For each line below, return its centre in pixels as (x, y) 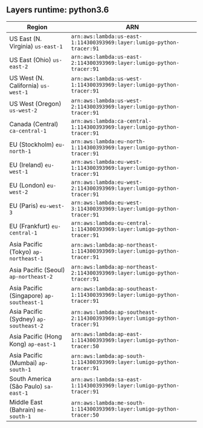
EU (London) (27, 185)
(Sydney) (22, 319)
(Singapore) (26, 296)
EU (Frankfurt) (30, 226)
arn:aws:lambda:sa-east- (107, 379)
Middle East (26, 402)
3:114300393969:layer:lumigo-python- (125, 209)
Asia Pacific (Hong (36, 336)
